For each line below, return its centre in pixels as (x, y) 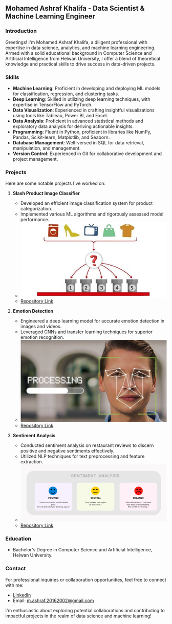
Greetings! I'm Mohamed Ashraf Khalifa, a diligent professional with (76, 42)
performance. (35, 220)
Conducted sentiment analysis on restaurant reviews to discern (87, 445)
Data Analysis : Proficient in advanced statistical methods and (78, 121)
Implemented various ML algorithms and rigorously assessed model (92, 214)
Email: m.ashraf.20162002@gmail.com (53, 600)
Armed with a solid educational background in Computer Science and (79, 53)
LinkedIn (22, 595)
